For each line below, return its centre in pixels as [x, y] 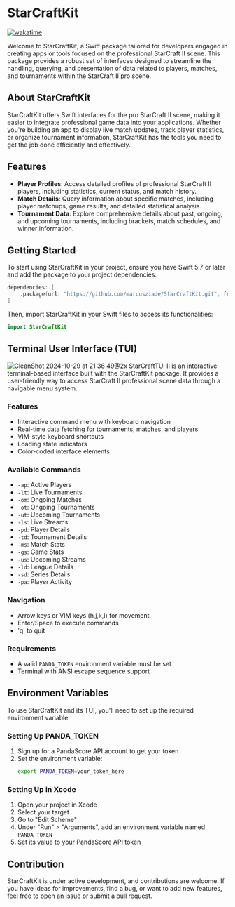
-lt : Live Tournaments [50, 492]
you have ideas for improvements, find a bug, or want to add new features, [115, 888]
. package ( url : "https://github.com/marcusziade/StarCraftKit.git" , [120, 294]
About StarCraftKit [49, 98]
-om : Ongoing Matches [50, 500]
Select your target [43, 812]
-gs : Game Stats [41, 552]
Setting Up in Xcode [42, 789]
